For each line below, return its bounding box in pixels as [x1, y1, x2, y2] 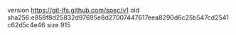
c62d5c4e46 [7, 21, 46, 29]
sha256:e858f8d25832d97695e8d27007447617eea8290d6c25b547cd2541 [7, 13, 229, 22]
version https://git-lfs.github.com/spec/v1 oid [7, 6, 140, 14]
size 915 [46, 21, 71, 29]
